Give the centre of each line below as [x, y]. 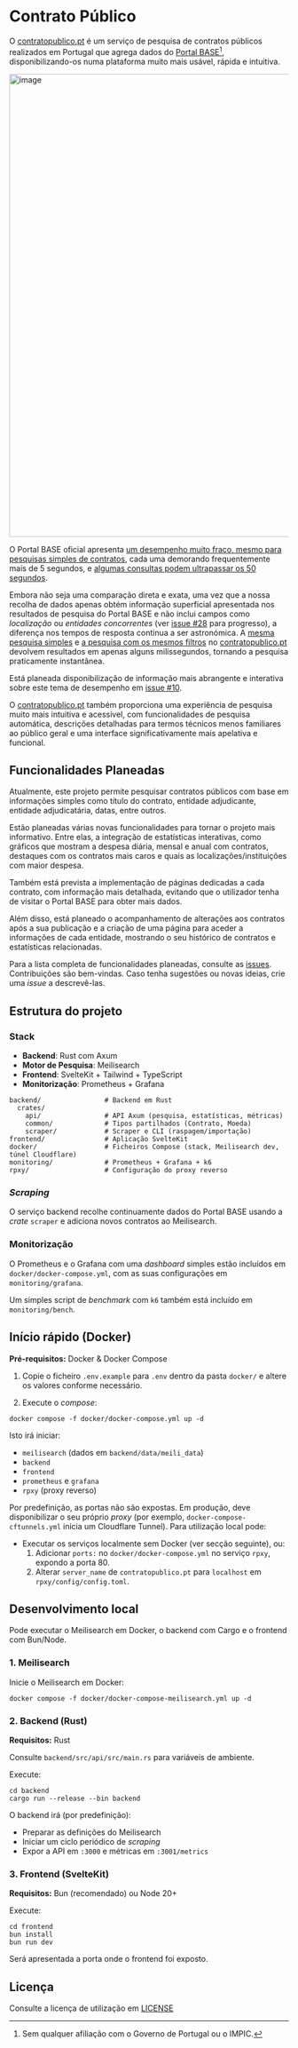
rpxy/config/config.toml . [82, 1581]
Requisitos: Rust [40, 1740]
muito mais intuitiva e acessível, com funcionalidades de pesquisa [130, 714]
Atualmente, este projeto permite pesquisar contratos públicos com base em [149, 791]
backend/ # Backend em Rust [91, 1100]
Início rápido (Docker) [71, 1337]
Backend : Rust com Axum [70, 1056]
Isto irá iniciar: [35, 1435]
